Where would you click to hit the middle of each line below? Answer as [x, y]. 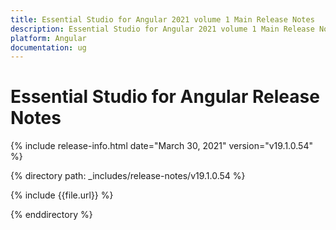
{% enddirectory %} [51, 215]
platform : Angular [48, 38]
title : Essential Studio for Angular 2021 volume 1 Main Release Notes [162, 19]
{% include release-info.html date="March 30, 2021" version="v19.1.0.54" [161, 146]
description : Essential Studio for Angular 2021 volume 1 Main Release [162, 29]
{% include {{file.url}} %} [62, 195]
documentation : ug [48, 47]
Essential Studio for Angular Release [165, 97]
